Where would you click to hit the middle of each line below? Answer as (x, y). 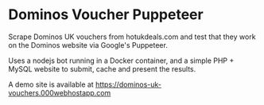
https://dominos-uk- (128, 84)
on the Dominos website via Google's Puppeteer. (88, 45)
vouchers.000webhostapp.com (60, 92)
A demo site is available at (51, 84)
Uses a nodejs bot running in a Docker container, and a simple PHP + (121, 60)
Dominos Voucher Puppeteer (106, 15)
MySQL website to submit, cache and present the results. (102, 68)
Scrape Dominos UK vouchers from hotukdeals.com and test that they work (132, 37)
